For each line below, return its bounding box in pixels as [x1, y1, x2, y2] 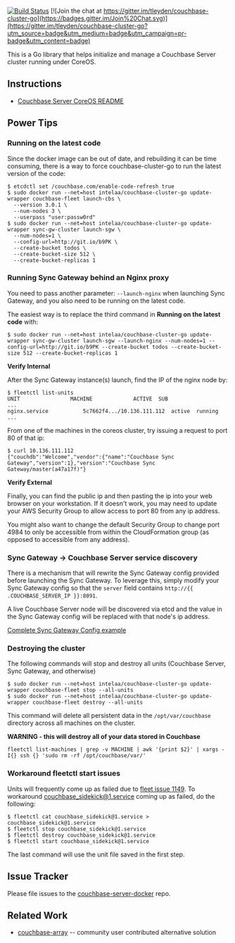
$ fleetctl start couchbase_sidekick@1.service [7, 837, 150, 844]
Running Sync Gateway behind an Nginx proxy [7, 273, 170, 283]
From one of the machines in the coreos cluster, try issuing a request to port [7, 426, 228, 434]
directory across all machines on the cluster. [7, 719, 136, 728]
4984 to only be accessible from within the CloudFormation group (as [7, 528, 210, 536]
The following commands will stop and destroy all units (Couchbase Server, [7, 659, 227, 668]
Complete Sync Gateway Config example [7, 626, 127, 635]
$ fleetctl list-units [7, 389, 74, 396]
